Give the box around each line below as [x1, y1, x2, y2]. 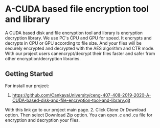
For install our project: [5, 83, 49, 89]
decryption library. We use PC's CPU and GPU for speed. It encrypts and [5, 35, 152, 41]
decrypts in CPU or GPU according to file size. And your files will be [5, 40, 142, 46]
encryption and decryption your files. [5, 117, 80, 123]
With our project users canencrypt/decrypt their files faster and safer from [5, 50, 155, 56]
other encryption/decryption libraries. [5, 55, 81, 61]
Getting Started [5, 70, 53, 78]
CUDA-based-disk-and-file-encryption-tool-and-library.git [12, 97, 131, 103]
